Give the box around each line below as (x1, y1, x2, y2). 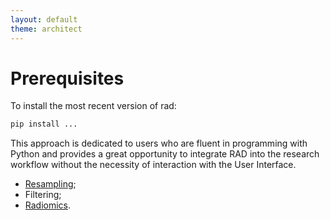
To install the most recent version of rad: (10, 100, 177, 112)
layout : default (10, 14, 78, 25)
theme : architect (10, 24, 83, 34)
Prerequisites (10, 67, 125, 90)
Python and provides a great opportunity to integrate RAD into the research (10, 148, 320, 160)
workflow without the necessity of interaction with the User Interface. (10, 159, 297, 171)
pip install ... (10, 119, 78, 130)
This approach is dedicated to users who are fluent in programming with (10, 137, 308, 150)
